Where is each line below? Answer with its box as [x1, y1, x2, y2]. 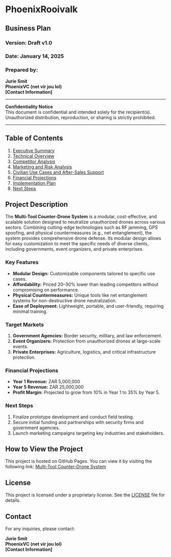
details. [5, 497, 21, 503]
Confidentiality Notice [5, 103, 53, 110]
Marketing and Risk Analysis [12, 164, 72, 170]
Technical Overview [12, 153, 54, 159]
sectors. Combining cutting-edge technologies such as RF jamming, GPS [5, 224, 158, 230]
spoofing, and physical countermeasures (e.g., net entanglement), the [5, 230, 152, 236]
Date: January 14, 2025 [5, 52, 65, 60]
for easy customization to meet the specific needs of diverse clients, [5, 241, 149, 247]
